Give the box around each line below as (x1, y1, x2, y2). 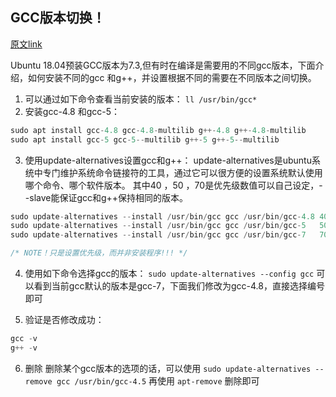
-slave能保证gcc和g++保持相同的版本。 (24, 191, 189, 203)
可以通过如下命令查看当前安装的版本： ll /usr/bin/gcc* (24, 93, 258, 105)
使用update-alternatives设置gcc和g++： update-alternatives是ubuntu (24, 154, 312, 166)
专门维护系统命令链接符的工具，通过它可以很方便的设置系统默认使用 (42, 166, 323, 178)
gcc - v (10, 334, 38, 344)
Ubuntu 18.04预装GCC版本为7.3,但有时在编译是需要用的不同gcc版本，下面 (10, 59, 316, 71)
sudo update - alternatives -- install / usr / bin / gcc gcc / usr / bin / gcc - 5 (10, 221, 307, 231)
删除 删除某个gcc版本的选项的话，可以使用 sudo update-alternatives (24, 362, 312, 374)
